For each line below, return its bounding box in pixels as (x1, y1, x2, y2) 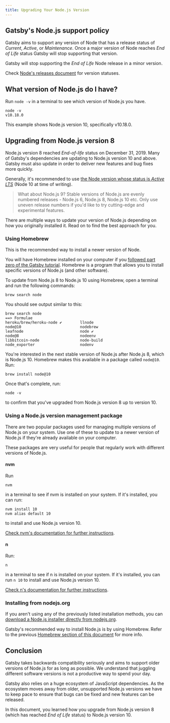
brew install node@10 (5, 372, 51, 377)
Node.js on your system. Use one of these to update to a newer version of (5, 429, 159, 435)
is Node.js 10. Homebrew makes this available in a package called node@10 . (5, 357, 160, 363)
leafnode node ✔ (5, 329, 94, 334)
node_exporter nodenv (5, 342, 94, 348)
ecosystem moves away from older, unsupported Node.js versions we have (5, 686, 162, 692)
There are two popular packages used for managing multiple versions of (5, 424, 156, 430)
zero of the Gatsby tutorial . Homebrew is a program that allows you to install (5, 262, 164, 268)
